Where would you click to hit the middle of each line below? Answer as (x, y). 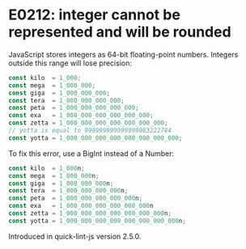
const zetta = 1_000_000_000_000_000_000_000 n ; (90, 213)
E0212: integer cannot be (94, 15)
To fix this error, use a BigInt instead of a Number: (91, 153)
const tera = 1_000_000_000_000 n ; (68, 191)
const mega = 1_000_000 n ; (54, 175)
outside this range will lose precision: (70, 63)
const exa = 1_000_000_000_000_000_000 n (81, 206)
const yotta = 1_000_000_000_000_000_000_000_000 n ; (97, 221)
